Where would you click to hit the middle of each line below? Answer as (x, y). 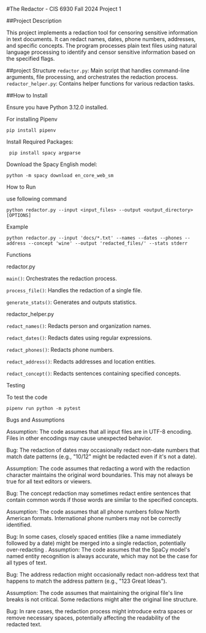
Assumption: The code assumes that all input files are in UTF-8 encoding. (99, 432)
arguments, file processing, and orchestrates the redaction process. (92, 77)
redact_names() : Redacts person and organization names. (79, 326)
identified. (19, 525)
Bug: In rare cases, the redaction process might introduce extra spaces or (100, 611)
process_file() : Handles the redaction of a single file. (74, 290)
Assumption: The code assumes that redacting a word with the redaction (98, 468)
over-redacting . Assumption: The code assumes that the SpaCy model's (98, 550)
